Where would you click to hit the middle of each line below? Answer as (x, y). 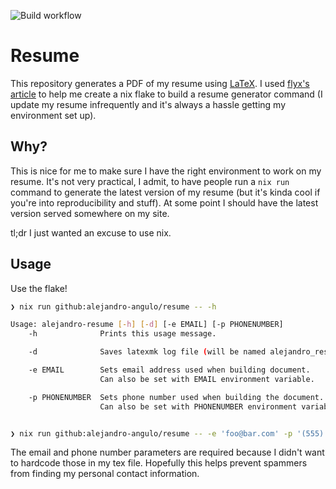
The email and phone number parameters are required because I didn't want (167, 452)
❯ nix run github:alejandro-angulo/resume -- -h (113, 306)
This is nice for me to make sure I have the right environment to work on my (166, 171)
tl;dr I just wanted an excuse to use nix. (91, 232)
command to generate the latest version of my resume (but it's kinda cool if (165, 192)
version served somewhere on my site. (90, 213)
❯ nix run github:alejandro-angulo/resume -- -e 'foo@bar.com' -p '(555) (167, 433)
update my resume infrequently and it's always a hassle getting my (148, 104)
